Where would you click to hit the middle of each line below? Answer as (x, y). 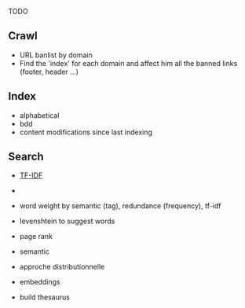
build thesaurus (45, 297)
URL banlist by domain (56, 55)
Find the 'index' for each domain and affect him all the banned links (128, 63)
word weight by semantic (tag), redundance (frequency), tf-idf (120, 206)
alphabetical (39, 115)
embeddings (40, 282)
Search (26, 157)
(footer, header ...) (49, 71)
